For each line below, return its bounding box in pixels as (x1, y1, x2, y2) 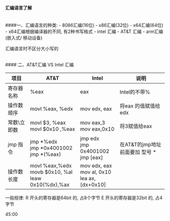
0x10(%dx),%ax (30, 181, 70, 188)
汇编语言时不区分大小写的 (5, 46, 59, 52)
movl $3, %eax (30, 119, 66, 126)
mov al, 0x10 (80, 168, 111, 175)
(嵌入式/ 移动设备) (5, 35, 43, 41)
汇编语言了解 (5, 5, 32, 11)
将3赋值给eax (119, 123, 152, 130)
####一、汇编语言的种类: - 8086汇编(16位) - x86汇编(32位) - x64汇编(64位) (5, 22, 163, 28)
